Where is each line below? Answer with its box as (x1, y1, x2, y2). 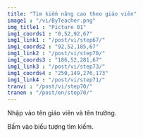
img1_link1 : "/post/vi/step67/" (7, 37, 106, 44)
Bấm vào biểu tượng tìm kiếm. (7, 122, 94, 131)
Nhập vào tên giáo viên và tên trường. (7, 109, 117, 117)
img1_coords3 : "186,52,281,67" (7, 57, 102, 64)
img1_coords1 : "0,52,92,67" (7, 30, 93, 38)
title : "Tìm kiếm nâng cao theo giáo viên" (7, 10, 137, 18)
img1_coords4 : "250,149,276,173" (7, 69, 109, 76)
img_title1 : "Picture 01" (7, 23, 87, 30)
